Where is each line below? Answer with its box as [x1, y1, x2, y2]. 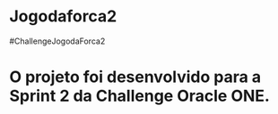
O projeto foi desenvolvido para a [9, 67, 262, 87]
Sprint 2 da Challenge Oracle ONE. [9, 86, 271, 106]
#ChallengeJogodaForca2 [9, 36, 106, 46]
